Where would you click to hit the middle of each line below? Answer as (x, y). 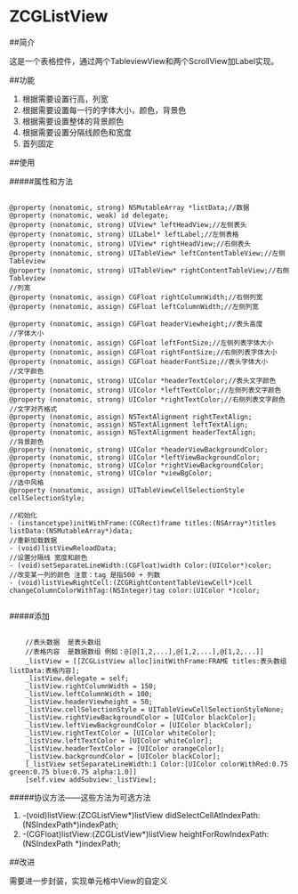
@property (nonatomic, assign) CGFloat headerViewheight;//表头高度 (136, 324)
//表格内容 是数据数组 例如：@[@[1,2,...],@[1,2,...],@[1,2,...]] (145, 652)
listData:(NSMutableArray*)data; (71, 531)
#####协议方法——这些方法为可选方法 (80, 797)
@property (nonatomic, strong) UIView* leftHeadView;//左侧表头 (128, 224)
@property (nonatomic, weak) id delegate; (89, 215)
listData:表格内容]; (44, 670)
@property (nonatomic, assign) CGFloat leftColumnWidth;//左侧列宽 (134, 306)
